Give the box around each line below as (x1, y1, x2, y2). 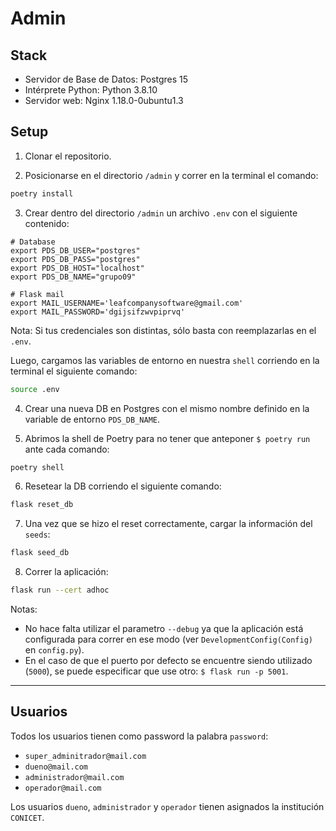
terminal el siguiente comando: (10, 365, 138, 377)
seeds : (24, 528, 51, 541)
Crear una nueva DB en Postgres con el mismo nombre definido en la (24, 402, 310, 414)
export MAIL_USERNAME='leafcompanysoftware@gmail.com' (10, 298, 244, 308)
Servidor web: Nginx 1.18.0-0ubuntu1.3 (24, 95, 184, 106)
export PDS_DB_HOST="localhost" (10, 263, 145, 273)
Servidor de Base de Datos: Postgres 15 (24, 73, 189, 85)
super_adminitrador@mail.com (24, 751, 147, 761)
